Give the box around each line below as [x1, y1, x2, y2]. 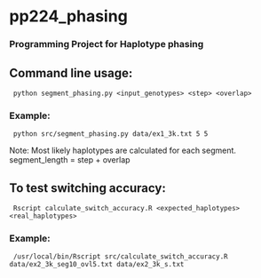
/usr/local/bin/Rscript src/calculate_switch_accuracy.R [12, 252, 228, 261]
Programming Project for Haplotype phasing [9, 38, 204, 51]
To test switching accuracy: [9, 180, 166, 195]
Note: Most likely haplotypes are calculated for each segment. [9, 145, 237, 156]
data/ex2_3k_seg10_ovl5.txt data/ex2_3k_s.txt [9, 260, 185, 269]
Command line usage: [9, 65, 133, 81]
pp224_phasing [9, 6, 129, 27]
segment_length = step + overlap [9, 155, 130, 165]
